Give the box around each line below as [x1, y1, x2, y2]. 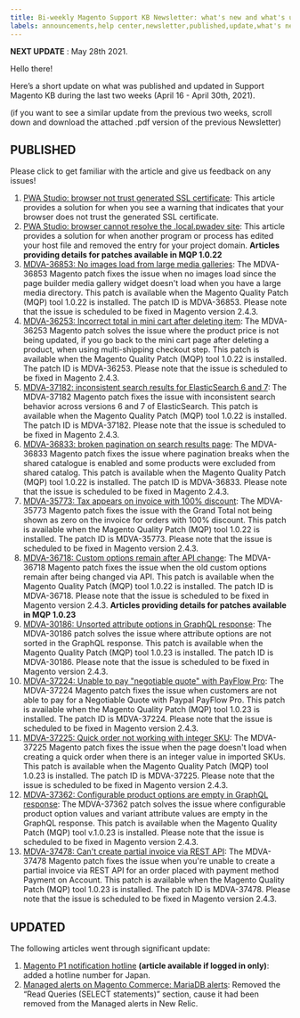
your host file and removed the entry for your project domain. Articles [22, 240, 280, 250]
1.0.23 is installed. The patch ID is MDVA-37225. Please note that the [22, 770, 275, 781]
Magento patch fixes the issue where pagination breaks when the [49, 448, 290, 459]
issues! [10, 176, 36, 186]
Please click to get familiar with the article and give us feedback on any [10, 166, 272, 177]
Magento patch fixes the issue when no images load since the [49, 268, 277, 279]
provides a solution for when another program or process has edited [22, 231, 274, 242]
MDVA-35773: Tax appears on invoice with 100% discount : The [22, 496, 255, 506]
